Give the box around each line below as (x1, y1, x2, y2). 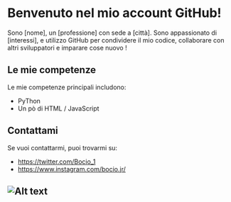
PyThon (17, 96, 41, 105)
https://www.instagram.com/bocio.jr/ (17, 164, 126, 173)
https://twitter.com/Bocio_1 (17, 157, 96, 166)
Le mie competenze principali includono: (7, 83, 127, 91)
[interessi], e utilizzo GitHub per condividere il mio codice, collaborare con (7, 35, 225, 44)
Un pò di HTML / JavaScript (17, 104, 100, 113)
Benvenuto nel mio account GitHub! (7, 5, 222, 21)
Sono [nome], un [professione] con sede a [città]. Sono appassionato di (7, 28, 217, 37)
